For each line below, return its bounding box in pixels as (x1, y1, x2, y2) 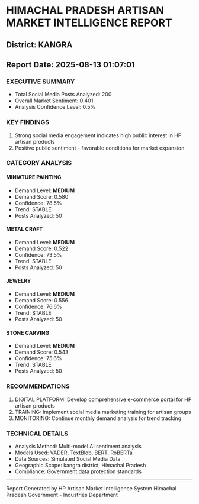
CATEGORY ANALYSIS (6, 159, 72, 167)
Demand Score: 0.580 (14, 193, 69, 200)
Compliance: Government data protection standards (14, 468, 142, 475)
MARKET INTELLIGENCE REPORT (6, 16, 173, 30)
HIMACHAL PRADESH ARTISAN (6, 4, 165, 17)
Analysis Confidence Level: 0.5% (14, 104, 96, 111)
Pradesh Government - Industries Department (6, 491, 118, 498)
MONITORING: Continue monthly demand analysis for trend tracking (14, 415, 182, 422)
